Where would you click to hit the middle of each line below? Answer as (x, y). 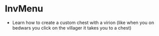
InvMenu (24, 9)
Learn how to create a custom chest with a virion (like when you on (83, 22)
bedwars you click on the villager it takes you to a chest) (72, 27)
